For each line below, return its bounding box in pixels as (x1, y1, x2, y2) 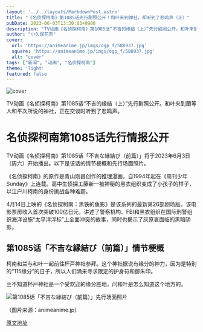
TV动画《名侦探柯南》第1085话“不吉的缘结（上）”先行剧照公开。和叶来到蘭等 (6, 100, 197, 107)
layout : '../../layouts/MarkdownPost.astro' (6, 8, 120, 15)
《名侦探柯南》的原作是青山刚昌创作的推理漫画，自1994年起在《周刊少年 (6, 173, 188, 180)
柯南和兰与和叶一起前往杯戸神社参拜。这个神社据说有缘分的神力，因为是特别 (6, 260, 197, 267)
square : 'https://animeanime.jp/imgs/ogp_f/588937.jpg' (11, 48, 155, 55)
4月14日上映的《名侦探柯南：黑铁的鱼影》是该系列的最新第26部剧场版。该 (6, 201, 192, 208)
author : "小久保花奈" (6, 32, 56, 38)
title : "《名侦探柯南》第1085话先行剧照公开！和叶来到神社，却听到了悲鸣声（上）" (6, 15, 190, 21)
